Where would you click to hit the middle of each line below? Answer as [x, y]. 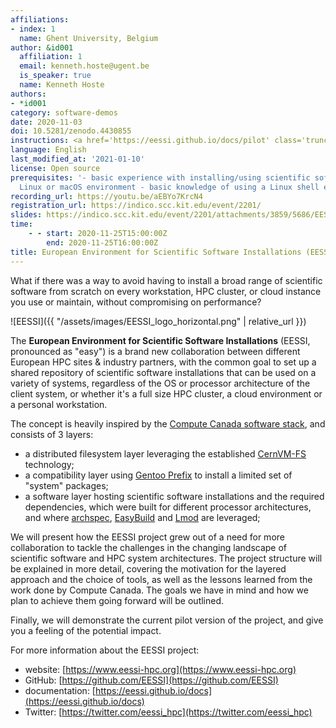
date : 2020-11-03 [46, 122]
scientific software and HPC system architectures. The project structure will [166, 558]
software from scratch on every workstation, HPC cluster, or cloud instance [166, 291]
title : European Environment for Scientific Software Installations [156, 252]
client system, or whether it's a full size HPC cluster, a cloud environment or [166, 393]
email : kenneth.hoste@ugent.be [84, 66]
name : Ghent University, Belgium [89, 38]
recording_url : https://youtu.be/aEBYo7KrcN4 [106, 196]
